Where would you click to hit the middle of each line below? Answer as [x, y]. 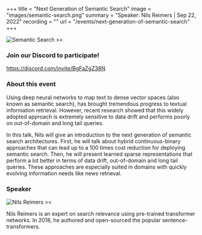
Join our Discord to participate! [53, 55]
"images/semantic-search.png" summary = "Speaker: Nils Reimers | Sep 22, [101, 15]
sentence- [175, 220]
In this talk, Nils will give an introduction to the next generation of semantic [99, 135]
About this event [31, 84]
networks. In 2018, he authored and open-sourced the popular [84, 220]
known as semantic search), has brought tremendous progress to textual [96, 104]
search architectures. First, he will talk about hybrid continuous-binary [93, 141]
